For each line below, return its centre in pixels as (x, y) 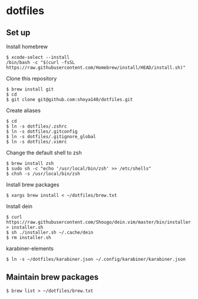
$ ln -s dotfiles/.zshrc (37, 126)
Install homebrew (27, 46)
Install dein (19, 206)
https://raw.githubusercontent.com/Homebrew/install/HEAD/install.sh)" (96, 68)
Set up (18, 33)
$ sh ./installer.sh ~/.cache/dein (50, 233)
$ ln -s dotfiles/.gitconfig (42, 132)
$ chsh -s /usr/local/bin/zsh (43, 174)
